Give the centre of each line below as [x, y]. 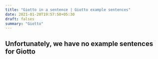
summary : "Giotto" [24, 24]
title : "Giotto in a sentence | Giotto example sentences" [68, 10]
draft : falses [20, 19]
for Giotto [20, 51]
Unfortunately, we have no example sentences [79, 43]
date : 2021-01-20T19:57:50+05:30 [40, 14]
